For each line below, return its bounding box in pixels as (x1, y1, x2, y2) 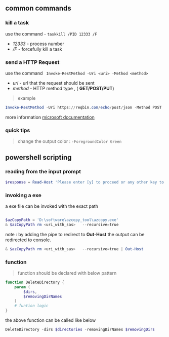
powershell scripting (5, 153, 72, 162)
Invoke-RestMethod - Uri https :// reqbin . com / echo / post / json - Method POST (5, 105, 162, 110)
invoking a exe (5, 192, 41, 199)
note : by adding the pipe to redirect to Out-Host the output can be (5, 231, 145, 237)
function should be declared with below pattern (17, 270, 117, 276)
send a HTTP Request (5, 58, 60, 65)
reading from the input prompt (5, 168, 81, 175)
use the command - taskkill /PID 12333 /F (5, 30, 98, 37)
